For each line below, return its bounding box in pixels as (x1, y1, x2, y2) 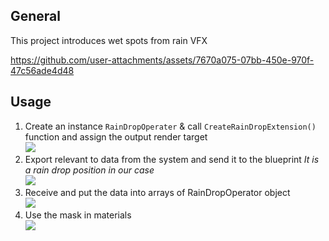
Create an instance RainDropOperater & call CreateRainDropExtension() (24, 120, 317, 132)
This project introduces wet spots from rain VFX (10, 34, 208, 46)
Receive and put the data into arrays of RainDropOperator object (24, 186, 291, 198)
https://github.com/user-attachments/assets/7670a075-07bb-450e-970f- (10, 54, 315, 66)
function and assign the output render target (24, 130, 208, 143)
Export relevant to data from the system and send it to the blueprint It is (24, 153, 320, 165)
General (10, 8, 62, 25)
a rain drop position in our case (24, 164, 155, 176)
